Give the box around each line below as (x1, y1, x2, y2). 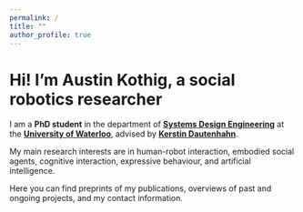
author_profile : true (9, 30, 92, 39)
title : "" (9, 22, 47, 31)
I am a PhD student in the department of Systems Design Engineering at (9, 119, 285, 130)
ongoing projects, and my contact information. (9, 193, 184, 204)
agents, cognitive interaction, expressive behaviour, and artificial (9, 156, 252, 167)
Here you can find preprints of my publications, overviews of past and (9, 183, 272, 194)
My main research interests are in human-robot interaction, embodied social (9, 146, 295, 157)
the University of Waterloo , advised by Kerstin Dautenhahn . (9, 128, 238, 139)
